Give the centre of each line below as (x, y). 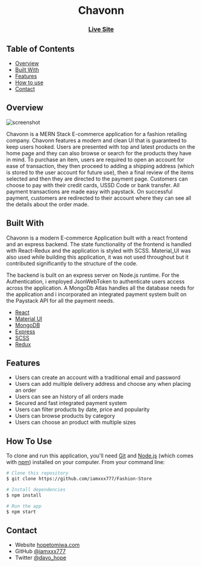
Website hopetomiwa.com (47, 545)
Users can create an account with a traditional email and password (97, 377)
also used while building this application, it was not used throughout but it (97, 257)
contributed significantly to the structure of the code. (72, 263)
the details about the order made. (48, 204)
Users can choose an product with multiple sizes (76, 423)
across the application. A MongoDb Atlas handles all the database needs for (100, 288)
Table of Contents (41, 49)
